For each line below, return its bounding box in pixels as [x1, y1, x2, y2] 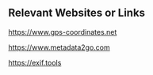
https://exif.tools [8, 58, 62, 67]
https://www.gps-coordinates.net [8, 27, 117, 36]
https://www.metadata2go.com [8, 43, 110, 52]
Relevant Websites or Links [8, 6, 145, 20]
